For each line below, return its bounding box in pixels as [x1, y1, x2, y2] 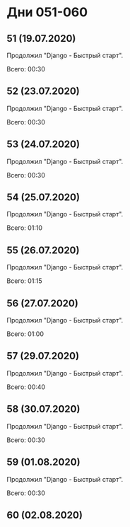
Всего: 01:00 [6, 330, 44, 338]
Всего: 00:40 [6, 383, 46, 391]
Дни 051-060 [6, 4, 88, 21]
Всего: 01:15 [6, 277, 43, 285]
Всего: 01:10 [6, 224, 43, 232]
